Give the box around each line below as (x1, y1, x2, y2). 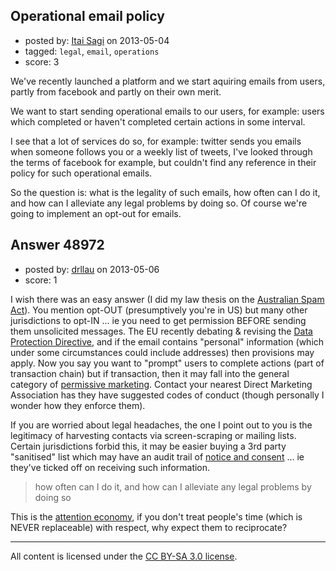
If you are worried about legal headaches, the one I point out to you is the (10, 419, 313, 431)
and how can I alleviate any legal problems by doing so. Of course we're (10, 197, 308, 209)
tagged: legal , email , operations (24, 45, 160, 57)
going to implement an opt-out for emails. (10, 207, 182, 219)
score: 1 (24, 274, 58, 286)
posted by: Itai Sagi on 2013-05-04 (24, 34, 170, 46)
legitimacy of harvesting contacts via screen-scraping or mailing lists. (10, 429, 297, 441)
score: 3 (24, 55, 60, 68)
